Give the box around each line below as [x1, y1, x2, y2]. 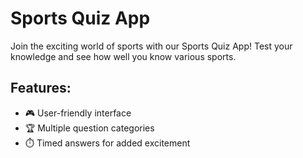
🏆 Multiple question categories [24, 122, 155, 134]
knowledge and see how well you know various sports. [10, 50, 237, 62]
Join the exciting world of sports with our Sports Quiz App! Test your [10, 40, 293, 52]
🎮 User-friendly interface [24, 107, 132, 119]
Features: [10, 80, 72, 97]
